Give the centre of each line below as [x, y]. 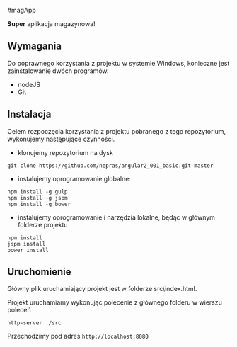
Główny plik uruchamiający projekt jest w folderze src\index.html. [102, 289]
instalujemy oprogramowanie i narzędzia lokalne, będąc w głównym [116, 217]
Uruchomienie [39, 272]
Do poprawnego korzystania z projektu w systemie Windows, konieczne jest [118, 63]
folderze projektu [43, 224]
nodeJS [29, 84]
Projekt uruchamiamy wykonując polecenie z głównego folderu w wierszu [115, 302]
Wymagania [35, 46]
